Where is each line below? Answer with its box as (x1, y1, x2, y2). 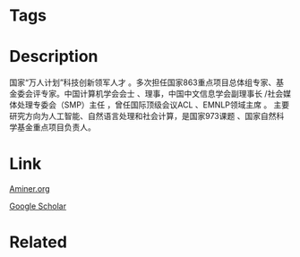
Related (9, 232, 67, 253)
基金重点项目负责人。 (16, 122, 96, 133)
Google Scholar (9, 201, 67, 211)
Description (9, 47, 99, 67)
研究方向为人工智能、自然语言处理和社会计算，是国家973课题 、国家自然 (9, 111, 277, 122)
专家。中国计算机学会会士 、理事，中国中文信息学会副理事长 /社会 (39, 89, 284, 99)
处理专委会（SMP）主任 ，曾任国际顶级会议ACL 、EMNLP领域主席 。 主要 (16, 99, 290, 110)
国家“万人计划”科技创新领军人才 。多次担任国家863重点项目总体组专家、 (9, 77, 277, 88)
